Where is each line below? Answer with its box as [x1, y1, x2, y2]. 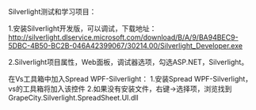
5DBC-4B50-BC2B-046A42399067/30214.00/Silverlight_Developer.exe [8, 41, 243, 50]
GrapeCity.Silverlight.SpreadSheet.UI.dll [8, 93, 139, 102]
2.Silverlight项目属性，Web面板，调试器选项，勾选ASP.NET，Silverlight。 [8, 58, 249, 66]
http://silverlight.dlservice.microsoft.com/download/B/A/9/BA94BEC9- [8, 32, 239, 42]
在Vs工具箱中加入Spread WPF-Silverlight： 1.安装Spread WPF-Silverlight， [8, 74, 253, 83]
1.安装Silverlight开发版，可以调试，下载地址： [8, 24, 157, 33]
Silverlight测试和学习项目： [8, 7, 97, 16]
